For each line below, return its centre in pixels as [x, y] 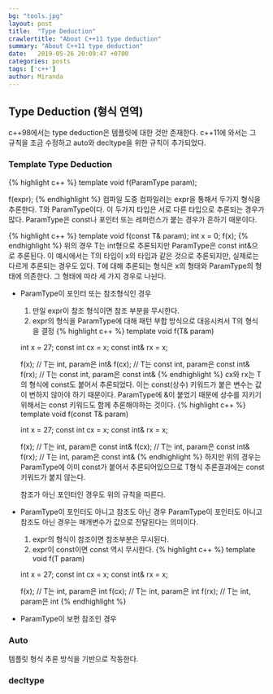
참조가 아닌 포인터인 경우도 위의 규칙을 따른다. [93, 494]
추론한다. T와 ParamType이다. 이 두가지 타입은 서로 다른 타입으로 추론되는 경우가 [137, 209]
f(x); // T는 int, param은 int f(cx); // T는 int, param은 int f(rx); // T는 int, [135, 591]
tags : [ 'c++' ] [32, 69]
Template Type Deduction [61, 165]
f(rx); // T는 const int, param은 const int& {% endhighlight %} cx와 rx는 [137, 374]
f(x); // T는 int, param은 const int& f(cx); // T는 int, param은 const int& [135, 446]
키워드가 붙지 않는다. [53, 477]
